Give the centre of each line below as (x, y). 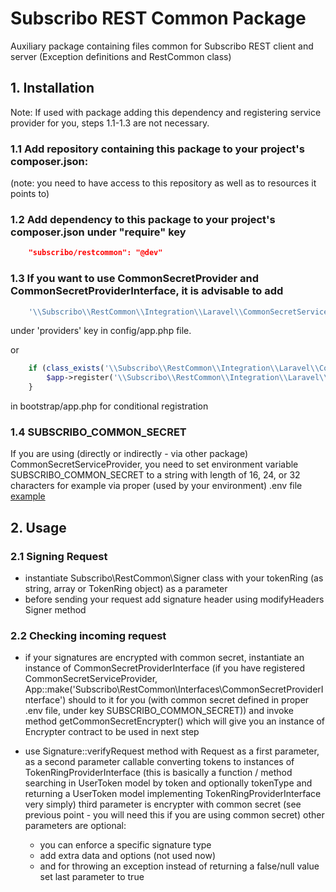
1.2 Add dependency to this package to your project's (143, 219)
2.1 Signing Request (59, 556)
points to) (30, 194)
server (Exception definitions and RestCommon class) (121, 56)
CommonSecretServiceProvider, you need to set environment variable (154, 464)
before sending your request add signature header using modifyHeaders (174, 599)
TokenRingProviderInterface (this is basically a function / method (158, 773)
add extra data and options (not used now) (128, 856)
